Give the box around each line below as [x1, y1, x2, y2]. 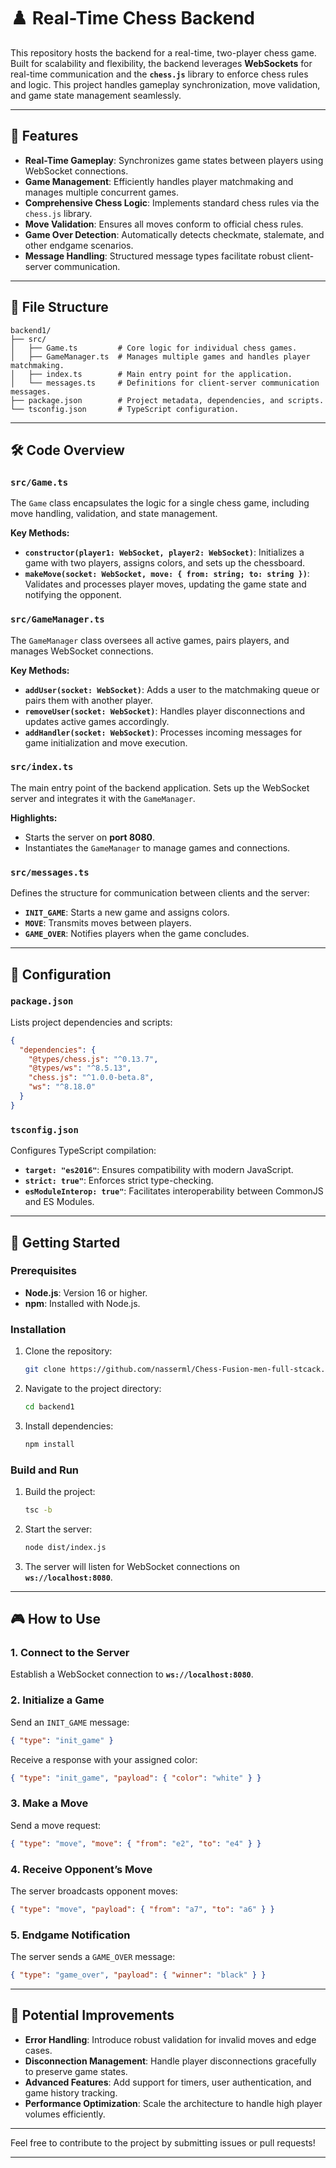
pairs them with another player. [24, 694, 153, 706]
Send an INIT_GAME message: [10, 1716, 130, 1728]
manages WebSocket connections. [10, 645, 154, 657]
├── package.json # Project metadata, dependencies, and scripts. [10, 395, 325, 405]
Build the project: [24, 1486, 96, 1498]
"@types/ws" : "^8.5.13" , [28, 1063, 132, 1074]
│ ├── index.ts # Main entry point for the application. [10, 369, 293, 379]
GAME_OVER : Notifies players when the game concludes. [24, 928, 250, 940]
